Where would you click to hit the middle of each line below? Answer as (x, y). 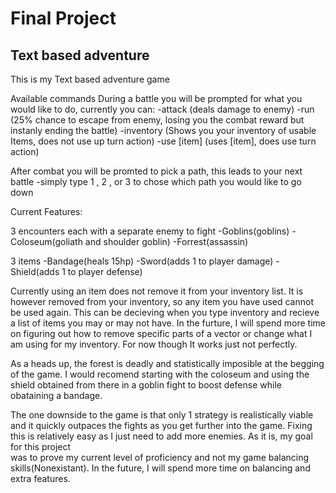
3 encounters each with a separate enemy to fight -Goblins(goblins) (150, 231)
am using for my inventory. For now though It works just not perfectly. (154, 344)
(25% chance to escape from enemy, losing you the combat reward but (157, 120)
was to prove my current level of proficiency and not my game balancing (160, 457)
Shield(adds (35, 271)
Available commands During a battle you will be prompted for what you (156, 98)
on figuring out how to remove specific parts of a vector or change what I (161, 333)
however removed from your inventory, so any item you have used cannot (162, 301)
